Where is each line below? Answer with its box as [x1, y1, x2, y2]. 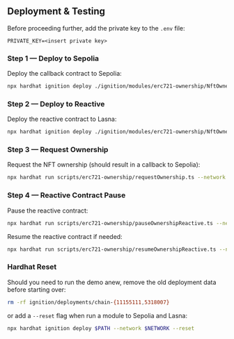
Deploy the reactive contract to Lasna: [7, 115, 117, 124]
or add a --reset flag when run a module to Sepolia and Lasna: [7, 311, 188, 320]
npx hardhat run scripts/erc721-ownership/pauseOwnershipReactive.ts [7, 220, 214, 226]
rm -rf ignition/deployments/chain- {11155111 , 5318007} [7, 299, 170, 306]
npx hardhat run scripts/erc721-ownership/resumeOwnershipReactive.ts [7, 246, 217, 253]
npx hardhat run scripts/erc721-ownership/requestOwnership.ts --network [7, 174, 226, 181]
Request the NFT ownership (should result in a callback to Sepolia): [7, 160, 201, 169]
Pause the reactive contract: [7, 206, 88, 215]
